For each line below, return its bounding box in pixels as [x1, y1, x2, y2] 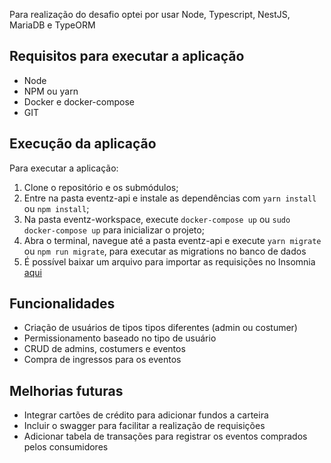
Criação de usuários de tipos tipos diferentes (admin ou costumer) [23, 322, 298, 334]
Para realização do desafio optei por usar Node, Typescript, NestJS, [9, 9, 291, 20]
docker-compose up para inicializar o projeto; [23, 224, 205, 236]
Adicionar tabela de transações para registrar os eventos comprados [23, 430, 308, 443]
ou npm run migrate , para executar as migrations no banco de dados [23, 245, 307, 257]
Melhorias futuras [9, 382, 124, 399]
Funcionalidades [9, 295, 116, 313]
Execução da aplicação [9, 135, 157, 153]
